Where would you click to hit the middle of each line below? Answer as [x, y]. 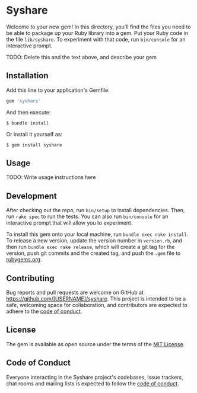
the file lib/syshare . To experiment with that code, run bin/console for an [96, 39]
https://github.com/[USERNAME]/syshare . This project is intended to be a [96, 299]
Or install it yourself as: [34, 134]
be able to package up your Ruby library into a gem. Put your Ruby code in [97, 33]
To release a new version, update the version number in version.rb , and [94, 241]
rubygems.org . [24, 260]
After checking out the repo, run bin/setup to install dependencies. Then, [96, 210]
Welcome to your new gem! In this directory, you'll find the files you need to [99, 27]
